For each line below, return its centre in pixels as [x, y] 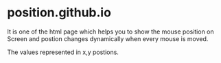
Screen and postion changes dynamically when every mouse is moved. [108, 38]
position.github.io [59, 13]
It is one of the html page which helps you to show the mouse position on [110, 32]
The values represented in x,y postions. [63, 52]
